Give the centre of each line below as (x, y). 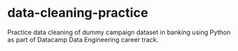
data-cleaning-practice (78, 13)
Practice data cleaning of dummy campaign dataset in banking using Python (119, 32)
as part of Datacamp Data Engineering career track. (83, 39)
